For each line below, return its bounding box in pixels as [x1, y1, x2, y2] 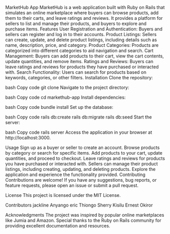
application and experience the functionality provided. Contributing [5, 171, 146, 178]
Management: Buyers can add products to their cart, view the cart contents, [5, 53, 164, 59]
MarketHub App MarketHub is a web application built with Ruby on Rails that [5, 5, 165, 10]
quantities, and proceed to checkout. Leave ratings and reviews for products [5, 155, 165, 161]
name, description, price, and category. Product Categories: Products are [5, 42, 159, 48]
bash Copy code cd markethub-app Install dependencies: [5, 94, 126, 100]
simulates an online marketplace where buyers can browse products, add [5, 10, 159, 16]
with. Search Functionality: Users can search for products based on [5, 69, 147, 75]
